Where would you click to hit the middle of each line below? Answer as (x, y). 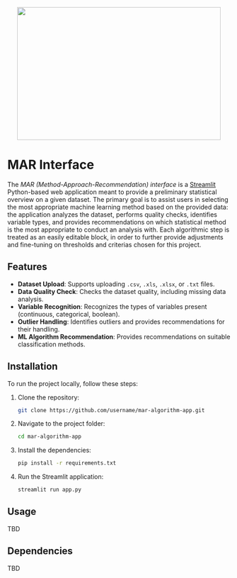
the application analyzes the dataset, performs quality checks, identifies (112, 214)
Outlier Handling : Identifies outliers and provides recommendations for (121, 322)
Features (27, 267)
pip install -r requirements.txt (67, 463)
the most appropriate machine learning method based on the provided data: (118, 207)
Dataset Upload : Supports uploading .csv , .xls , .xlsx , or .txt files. (116, 284)
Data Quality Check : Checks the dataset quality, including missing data (122, 291)
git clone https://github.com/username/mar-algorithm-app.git (111, 410)
